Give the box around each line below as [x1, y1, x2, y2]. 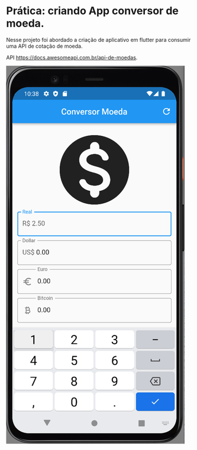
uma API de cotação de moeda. [6, 43, 83, 50]
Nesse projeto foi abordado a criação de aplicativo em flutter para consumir [6, 36, 191, 43]
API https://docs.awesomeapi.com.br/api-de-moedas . [6, 54, 138, 61]
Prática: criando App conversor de [6, 4, 179, 18]
